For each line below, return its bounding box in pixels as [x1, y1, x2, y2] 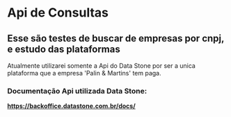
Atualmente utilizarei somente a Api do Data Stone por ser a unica [7, 62, 196, 70]
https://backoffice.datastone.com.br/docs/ [7, 102, 136, 110]
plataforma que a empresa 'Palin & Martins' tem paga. [7, 69, 161, 77]
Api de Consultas [7, 5, 109, 21]
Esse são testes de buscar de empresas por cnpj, [7, 33, 225, 44]
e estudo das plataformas [7, 43, 120, 55]
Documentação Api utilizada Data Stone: [7, 86, 148, 96]
